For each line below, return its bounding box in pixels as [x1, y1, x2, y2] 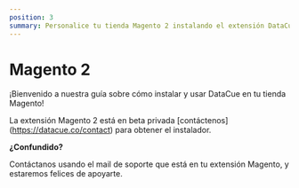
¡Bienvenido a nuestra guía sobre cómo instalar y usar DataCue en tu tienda [9, 89, 287, 99]
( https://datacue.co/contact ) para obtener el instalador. [9, 125, 212, 136]
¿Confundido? [9, 142, 64, 153]
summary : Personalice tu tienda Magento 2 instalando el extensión [9, 21, 265, 30]
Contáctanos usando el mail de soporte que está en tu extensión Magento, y [9, 159, 289, 169]
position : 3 [9, 12, 53, 22]
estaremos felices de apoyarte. [9, 168, 123, 179]
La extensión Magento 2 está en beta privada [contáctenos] [9, 115, 229, 126]
